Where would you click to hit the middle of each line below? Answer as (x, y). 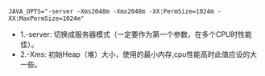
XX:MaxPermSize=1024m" (46, 18)
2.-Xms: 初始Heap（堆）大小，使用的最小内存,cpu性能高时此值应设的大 (139, 54)
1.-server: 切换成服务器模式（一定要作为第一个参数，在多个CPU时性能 (136, 34)
